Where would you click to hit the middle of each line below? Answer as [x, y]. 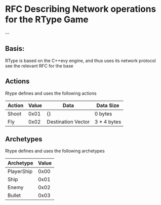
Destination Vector [68, 122]
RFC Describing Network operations [81, 9]
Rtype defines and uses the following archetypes [55, 151]
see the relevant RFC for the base [39, 66]
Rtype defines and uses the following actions [51, 93]
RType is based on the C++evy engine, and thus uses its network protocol [80, 61]
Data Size [108, 105]
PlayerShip [20, 171]
